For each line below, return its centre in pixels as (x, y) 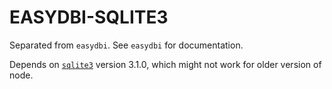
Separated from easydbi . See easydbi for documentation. (126, 45)
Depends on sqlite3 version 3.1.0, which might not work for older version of (165, 64)
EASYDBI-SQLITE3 (89, 17)
